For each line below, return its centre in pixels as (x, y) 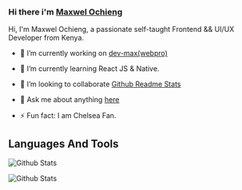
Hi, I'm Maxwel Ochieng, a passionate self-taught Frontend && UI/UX (121, 30)
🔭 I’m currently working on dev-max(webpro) (93, 53)
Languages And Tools (63, 143)
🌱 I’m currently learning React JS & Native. (89, 69)
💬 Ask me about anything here (69, 100)
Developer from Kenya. (46, 38)
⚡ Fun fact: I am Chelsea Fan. (68, 116)
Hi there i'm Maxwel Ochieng (65, 12)
